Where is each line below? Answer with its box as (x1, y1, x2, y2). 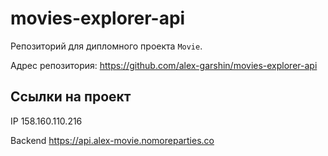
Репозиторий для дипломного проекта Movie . (10, 40, 203, 52)
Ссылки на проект (10, 88, 132, 106)
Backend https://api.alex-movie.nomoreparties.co (10, 134, 215, 146)
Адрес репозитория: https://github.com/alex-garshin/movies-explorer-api (10, 59, 318, 71)
